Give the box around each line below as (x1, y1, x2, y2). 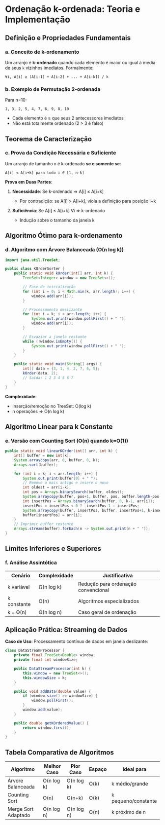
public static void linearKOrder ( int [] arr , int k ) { (5, 449, 118, 453)
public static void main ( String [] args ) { (14, 362, 102, 367)
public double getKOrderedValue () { (14, 720, 89, 726)
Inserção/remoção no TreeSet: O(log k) (12, 403, 92, 409)
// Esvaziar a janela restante (23, 334, 87, 339)
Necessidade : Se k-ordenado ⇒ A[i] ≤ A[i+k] (12, 188, 104, 194)
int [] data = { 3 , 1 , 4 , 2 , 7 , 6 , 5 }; (23, 366, 100, 371)
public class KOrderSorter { (5, 266, 65, 271)
